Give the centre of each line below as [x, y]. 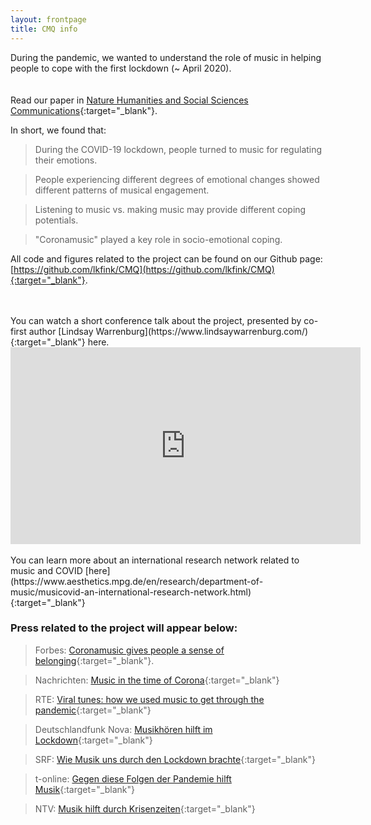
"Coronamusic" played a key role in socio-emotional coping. [158, 239]
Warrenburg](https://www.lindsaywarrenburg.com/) [202, 331]
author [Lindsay [61, 331]
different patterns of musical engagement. [122, 190]
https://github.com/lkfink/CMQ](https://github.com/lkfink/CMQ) [144, 269]
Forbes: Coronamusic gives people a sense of [129, 650]
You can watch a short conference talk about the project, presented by [156, 320]
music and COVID [46, 570]
